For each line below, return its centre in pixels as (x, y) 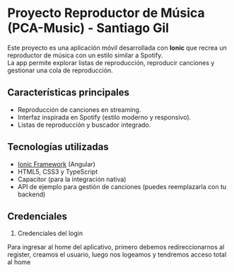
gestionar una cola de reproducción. (60, 70)
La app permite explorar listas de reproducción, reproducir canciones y (111, 62)
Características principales (68, 92)
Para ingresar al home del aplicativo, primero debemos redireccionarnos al (116, 247)
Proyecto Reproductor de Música (106, 13)
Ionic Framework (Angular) (56, 164)
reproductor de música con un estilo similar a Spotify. (85, 55)
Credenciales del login (50, 233)
